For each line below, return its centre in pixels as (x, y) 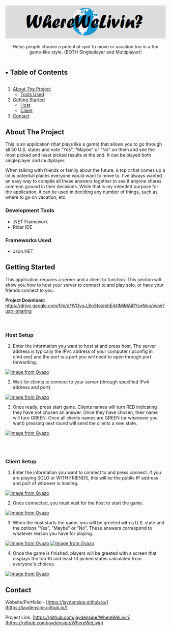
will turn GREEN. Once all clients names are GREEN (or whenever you (85, 418)
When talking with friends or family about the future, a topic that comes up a (85, 170)
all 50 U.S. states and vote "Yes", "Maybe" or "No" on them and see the (80, 149)
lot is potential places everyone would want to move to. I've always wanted (84, 176)
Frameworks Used (28, 240)
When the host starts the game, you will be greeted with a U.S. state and (88, 523)
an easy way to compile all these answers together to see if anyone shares (83, 181)
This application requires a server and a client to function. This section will (83, 279)
